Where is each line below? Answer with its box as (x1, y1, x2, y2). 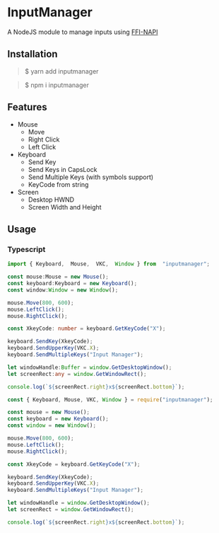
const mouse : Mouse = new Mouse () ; (7, 273, 109, 280)
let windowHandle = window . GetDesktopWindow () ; (7, 500, 150, 507)
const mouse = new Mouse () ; (7, 408, 90, 416)
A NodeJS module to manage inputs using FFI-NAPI (7, 28, 158, 36)
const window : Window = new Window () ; (7, 286, 119, 294)
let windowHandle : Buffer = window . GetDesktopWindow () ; (7, 364, 172, 371)
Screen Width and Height (28, 202, 102, 211)
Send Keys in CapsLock (28, 165, 97, 173)
